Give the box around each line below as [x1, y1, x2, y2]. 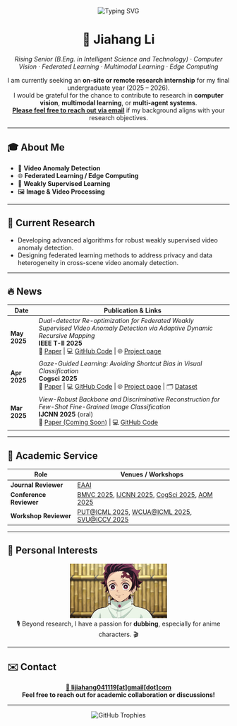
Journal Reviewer [10, 481, 63, 489]
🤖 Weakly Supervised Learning [17, 179, 111, 187]
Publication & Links [103, 306, 162, 315]
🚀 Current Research [7, 217, 95, 229]
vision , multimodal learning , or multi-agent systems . [39, 98, 197, 107]
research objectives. [89, 113, 148, 122]
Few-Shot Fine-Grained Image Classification [38, 402, 171, 411]
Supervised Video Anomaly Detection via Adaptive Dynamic [38, 324, 213, 332]
